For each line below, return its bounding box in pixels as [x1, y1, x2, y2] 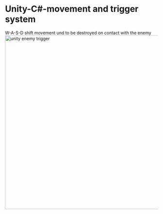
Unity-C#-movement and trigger [5, 3, 139, 15]
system [5, 14, 36, 25]
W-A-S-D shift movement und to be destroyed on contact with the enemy [5, 30, 151, 36]
